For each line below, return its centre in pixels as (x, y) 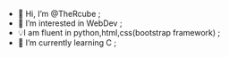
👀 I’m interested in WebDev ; (70, 23)
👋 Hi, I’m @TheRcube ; (59, 14)
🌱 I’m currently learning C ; (67, 43)
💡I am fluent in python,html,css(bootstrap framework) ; (119, 33)
